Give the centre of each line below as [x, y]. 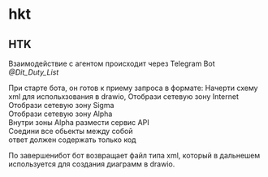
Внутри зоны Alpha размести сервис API [79, 122]
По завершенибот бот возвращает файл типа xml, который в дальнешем [134, 155]
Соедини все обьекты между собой [71, 131]
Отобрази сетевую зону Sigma [61, 105]
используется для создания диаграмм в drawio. [92, 164]
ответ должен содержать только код [72, 140]
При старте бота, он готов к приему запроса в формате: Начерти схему [133, 88]
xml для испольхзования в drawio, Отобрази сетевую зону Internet [124, 97]
